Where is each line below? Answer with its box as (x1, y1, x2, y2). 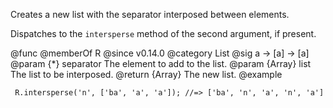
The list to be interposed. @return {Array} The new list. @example (10, 69, 283, 80)
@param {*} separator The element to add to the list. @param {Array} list (10, 58, 312, 69)
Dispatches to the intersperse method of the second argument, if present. (10, 28, 317, 39)
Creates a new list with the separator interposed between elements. (10, 9, 290, 20)
